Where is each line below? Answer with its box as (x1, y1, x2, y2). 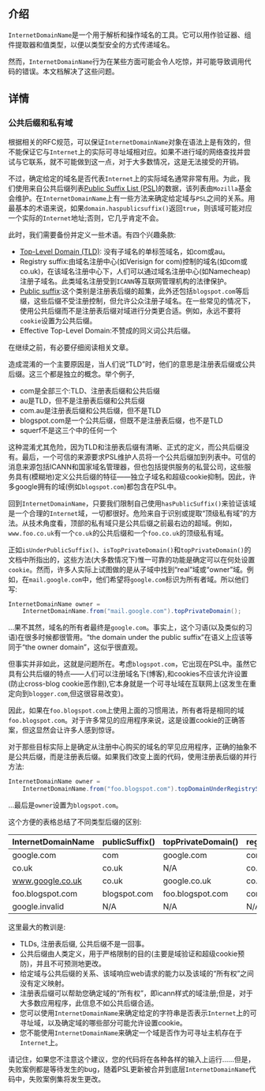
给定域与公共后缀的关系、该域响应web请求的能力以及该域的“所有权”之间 (19, 969, 255, 978)
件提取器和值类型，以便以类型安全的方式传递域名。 (8, 40, 174, 49)
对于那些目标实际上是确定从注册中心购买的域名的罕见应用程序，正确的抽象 (8, 742, 250, 752)
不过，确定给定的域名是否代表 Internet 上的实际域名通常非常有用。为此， (8, 173, 244, 183)
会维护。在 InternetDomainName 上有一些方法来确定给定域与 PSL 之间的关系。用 (8, 193, 256, 203)
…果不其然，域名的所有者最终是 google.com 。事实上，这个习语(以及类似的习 (8, 623, 252, 632)
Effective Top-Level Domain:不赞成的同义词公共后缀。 (19, 325, 196, 335)
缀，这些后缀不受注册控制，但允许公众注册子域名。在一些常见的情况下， (19, 295, 255, 306)
